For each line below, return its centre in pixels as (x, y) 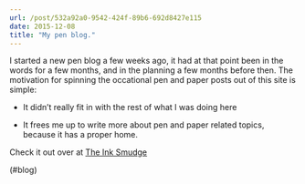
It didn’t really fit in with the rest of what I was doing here (130, 107)
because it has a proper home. (80, 135)
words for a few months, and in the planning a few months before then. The (152, 70)
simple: (23, 90)
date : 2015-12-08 (42, 26)
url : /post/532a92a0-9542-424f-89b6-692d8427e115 (106, 18)
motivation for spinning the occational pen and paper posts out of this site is (153, 80)
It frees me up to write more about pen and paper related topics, (143, 125)
